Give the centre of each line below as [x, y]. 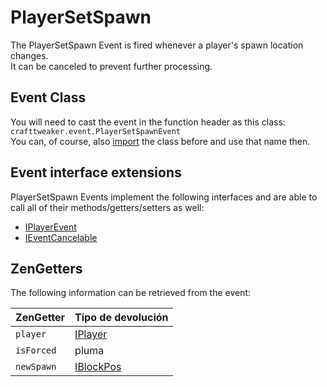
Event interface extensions [96, 172]
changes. [29, 55]
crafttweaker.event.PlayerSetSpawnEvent [96, 131]
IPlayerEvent [50, 227]
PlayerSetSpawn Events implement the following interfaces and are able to [164, 197]
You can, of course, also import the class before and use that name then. [160, 141]
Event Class [48, 97]
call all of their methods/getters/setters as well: [107, 207]
